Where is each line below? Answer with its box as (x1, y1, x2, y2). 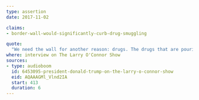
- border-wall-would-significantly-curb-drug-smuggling (6, 30, 147, 36)
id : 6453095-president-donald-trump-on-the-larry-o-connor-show (11, 69, 174, 75)
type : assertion (6, 8, 46, 15)
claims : (6, 25, 25, 31)
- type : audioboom (6, 63, 52, 69)
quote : (6, 41, 23, 47)
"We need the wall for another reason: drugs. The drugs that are (11, 47, 179, 53)
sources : (6, 57, 28, 63)
